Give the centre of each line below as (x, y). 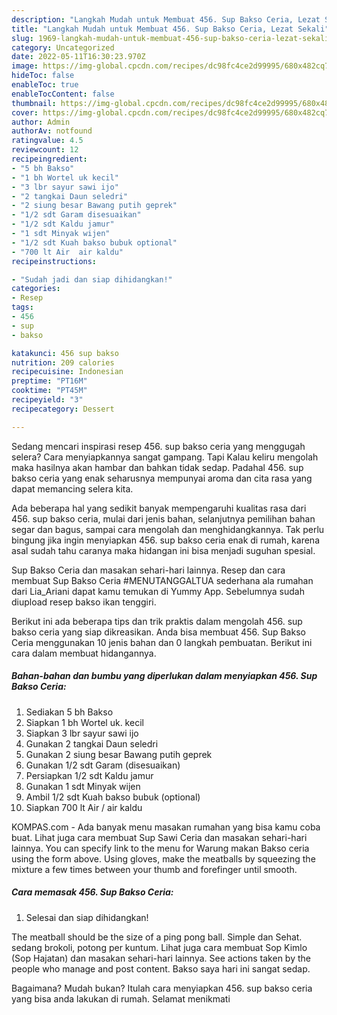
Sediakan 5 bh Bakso (69, 712)
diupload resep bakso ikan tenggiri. (84, 602)
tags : (22, 307)
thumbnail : (34, 103)
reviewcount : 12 (45, 150)
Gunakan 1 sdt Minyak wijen (83, 786)
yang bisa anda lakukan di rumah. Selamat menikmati (121, 998)
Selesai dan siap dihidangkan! (87, 917)
